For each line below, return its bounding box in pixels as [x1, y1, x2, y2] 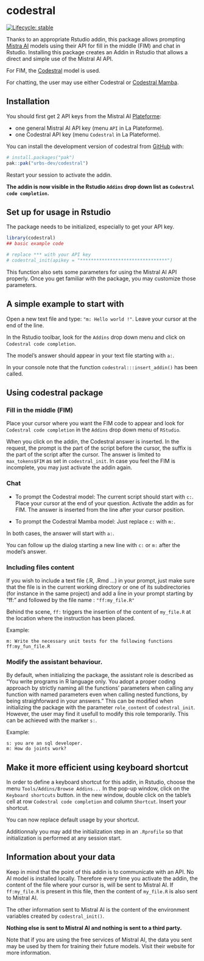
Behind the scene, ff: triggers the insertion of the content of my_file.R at [6, 608, 191, 615]
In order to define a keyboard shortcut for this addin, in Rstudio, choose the [6, 778, 195, 786]
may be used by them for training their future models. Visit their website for [6, 942, 195, 949]
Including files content [6, 563, 75, 572]
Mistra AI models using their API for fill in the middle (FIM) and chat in [6, 42, 181, 49]
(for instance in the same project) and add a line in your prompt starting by [6, 589, 194, 597]
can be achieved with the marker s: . [6, 717, 97, 724]
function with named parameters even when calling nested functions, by [6, 691, 188, 698]
